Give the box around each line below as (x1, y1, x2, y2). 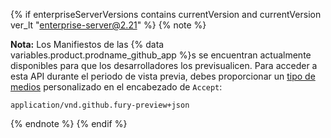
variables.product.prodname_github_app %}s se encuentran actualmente (10, 49, 312, 61)
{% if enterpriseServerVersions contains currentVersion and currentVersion (10, 9, 322, 20)
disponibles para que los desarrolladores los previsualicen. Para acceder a (10, 60, 318, 71)
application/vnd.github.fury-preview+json (10, 100, 190, 110)
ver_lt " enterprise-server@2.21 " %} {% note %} (10, 19, 207, 31)
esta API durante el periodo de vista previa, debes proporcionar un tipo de (10, 70, 316, 82)
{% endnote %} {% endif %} (10, 118, 128, 129)
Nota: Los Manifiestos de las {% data (10, 39, 165, 50)
